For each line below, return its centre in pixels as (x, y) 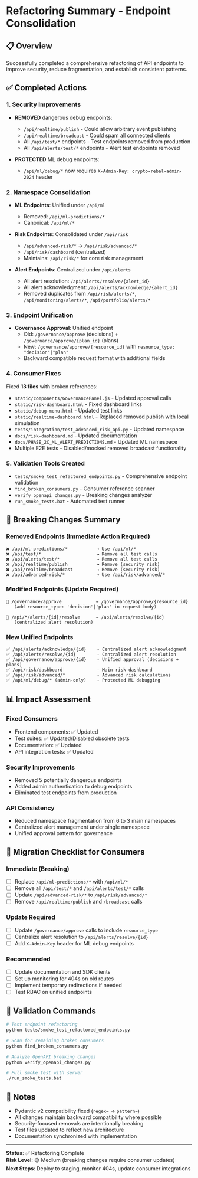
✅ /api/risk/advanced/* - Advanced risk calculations (88, 675)
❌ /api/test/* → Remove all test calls (82, 554)
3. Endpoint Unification (40, 315)
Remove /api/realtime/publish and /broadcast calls (78, 902)
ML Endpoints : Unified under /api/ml (60, 205)
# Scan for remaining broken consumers (55, 1040)
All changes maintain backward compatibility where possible (88, 1117)
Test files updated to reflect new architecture (69, 1130)
